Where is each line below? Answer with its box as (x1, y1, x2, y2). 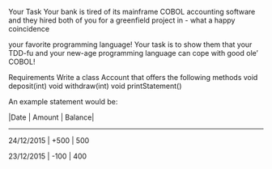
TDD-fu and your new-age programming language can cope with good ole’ (8, 49, 259, 57)
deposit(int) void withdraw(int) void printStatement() (8, 81, 182, 91)
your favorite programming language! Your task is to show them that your (8, 40, 253, 49)
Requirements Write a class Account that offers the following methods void (8, 73, 258, 82)
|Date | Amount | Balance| (8, 112, 95, 122)
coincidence (8, 24, 50, 33)
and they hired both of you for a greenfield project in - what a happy (8, 15, 236, 25)
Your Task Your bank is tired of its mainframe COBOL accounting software (8, 7, 256, 16)
